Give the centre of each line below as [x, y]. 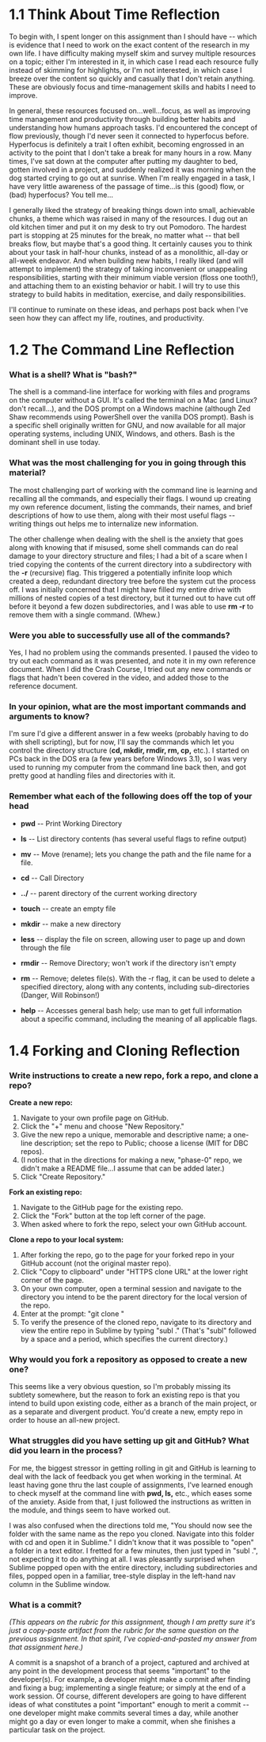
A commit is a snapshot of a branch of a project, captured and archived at [129, 1662]
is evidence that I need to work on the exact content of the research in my [129, 44]
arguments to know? [49, 716]
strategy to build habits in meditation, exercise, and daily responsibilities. [127, 294]
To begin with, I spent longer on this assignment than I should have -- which [133, 36]
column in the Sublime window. [60, 1584]
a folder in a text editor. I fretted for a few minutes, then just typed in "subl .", [133, 1550]
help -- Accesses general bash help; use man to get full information [131, 1010]
